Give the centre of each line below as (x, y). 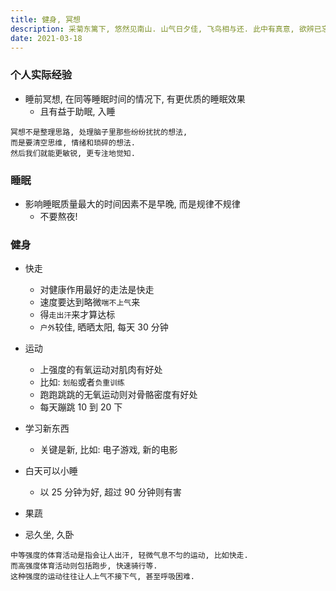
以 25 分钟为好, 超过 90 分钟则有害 (110, 492)
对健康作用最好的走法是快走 (97, 290)
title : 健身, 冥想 (46, 19)
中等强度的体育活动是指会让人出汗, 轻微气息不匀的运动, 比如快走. (129, 556)
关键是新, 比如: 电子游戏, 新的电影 (108, 450)
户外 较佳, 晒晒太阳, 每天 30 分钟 (104, 327)
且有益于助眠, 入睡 (77, 111)
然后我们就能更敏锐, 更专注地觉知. (73, 153)
